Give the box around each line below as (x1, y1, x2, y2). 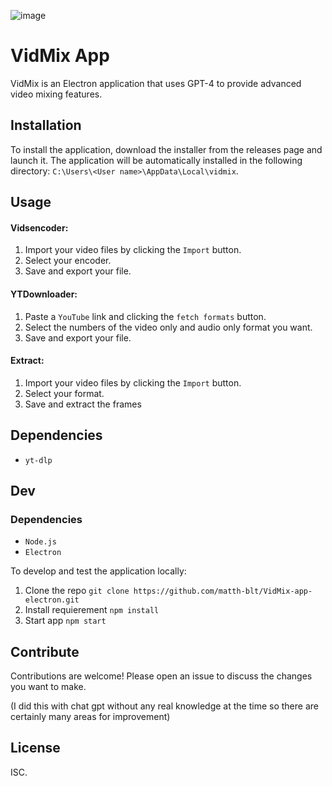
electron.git (24, 595, 80, 605)
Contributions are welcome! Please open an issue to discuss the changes (10, 670, 313, 682)
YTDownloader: (10, 288, 78, 300)
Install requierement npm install (24, 604, 160, 616)
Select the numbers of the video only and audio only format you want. (24, 321, 313, 333)
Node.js (24, 537, 57, 547)
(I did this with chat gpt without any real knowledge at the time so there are (10, 700, 319, 712)
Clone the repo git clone (24, 585, 130, 597)
